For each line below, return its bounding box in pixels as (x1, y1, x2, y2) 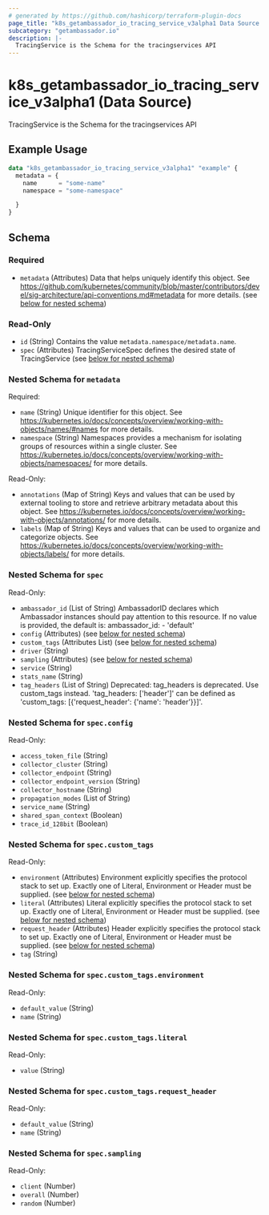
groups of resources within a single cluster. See (19, 442, 178, 452)
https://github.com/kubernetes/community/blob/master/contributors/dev (19, 281, 260, 291)
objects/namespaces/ (19, 459, 92, 468)
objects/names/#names (19, 424, 98, 434)
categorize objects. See (19, 533, 98, 542)
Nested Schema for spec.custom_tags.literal (8, 1031, 188, 1043)
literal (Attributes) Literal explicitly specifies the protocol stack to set (19, 898, 252, 908)
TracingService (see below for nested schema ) (19, 354, 175, 363)
